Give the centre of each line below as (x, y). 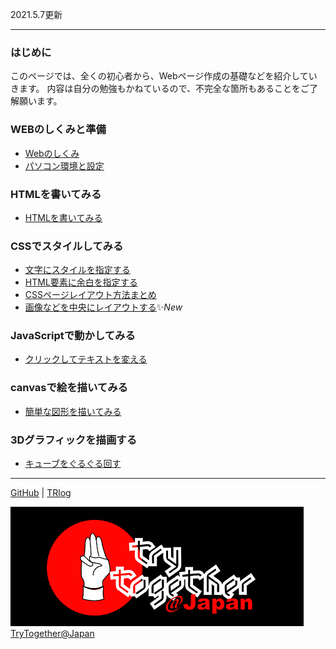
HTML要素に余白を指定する (81, 282)
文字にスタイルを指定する (77, 270)
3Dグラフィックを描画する (73, 440)
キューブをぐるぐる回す (73, 464)
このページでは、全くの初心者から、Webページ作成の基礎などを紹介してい (164, 76)
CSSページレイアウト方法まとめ (90, 295)
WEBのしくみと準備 (58, 130)
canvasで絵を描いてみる (69, 388)
